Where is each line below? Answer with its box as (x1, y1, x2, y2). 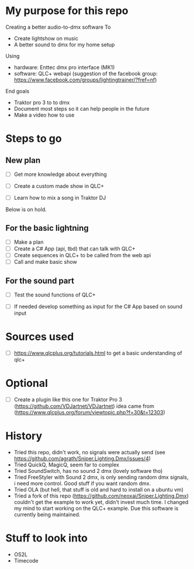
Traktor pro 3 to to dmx (13, 98, 70, 106)
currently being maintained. (13, 511, 81, 518)
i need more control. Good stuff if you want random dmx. (13, 480, 151, 487)
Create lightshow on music (13, 35, 78, 42)
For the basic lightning (5, 223, 89, 233)
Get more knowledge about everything (13, 171, 108, 178)
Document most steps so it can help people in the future (13, 105, 150, 112)
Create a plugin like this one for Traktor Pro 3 (13, 396, 123, 403)
